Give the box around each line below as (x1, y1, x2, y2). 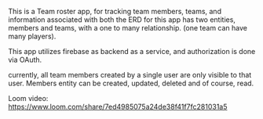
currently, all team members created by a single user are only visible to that (8, 70, 252, 79)
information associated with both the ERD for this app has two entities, (8, 15, 236, 24)
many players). (8, 31, 57, 41)
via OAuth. (8, 55, 42, 64)
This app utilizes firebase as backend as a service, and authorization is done (8, 47, 256, 56)
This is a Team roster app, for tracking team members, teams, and (8, 7, 222, 16)
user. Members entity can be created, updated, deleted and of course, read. (8, 78, 254, 88)
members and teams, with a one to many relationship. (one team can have (8, 23, 247, 32)
